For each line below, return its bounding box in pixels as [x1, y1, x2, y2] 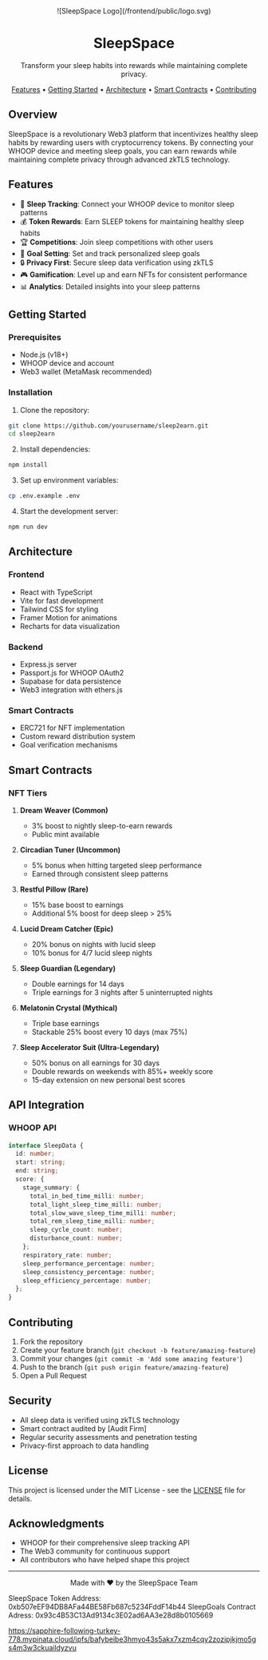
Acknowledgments [8, 1517, 105, 1530]
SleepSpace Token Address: [8, 1594, 101, 1603]
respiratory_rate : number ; [22, 1251, 112, 1259]
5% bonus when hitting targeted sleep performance [31, 860, 203, 870]
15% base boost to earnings [31, 900, 124, 909]
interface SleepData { [8, 1141, 84, 1149]
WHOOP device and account [19, 359, 115, 368]
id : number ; [15, 1150, 56, 1158]
